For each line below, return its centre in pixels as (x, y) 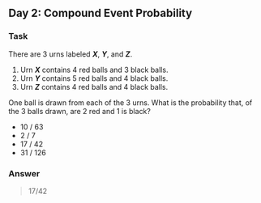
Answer (24, 173)
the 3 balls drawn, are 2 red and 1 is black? (80, 111)
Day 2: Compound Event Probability (101, 13)
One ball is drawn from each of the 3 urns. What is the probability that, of (130, 102)
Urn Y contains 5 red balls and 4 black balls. (94, 78)
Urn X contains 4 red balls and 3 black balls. (94, 70)
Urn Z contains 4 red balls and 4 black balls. (94, 87)
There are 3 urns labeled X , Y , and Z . (71, 54)
